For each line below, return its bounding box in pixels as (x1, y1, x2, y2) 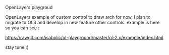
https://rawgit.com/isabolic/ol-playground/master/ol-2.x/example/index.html (5, 35, 164, 40)
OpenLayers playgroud (5, 5, 53, 10)
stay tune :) (5, 44, 29, 50)
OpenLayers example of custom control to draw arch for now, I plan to (5, 14, 151, 20)
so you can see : (5, 25, 39, 31)
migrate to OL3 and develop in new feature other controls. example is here (5, 20, 160, 25)
